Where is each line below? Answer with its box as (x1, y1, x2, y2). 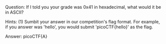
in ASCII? (5, 9, 24, 15)
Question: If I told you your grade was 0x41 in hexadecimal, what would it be (5, 4, 162, 10)
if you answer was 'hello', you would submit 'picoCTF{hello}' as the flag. (5, 24, 153, 30)
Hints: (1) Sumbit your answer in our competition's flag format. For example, (5, 19, 160, 24)
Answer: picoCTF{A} (5, 34, 48, 39)
